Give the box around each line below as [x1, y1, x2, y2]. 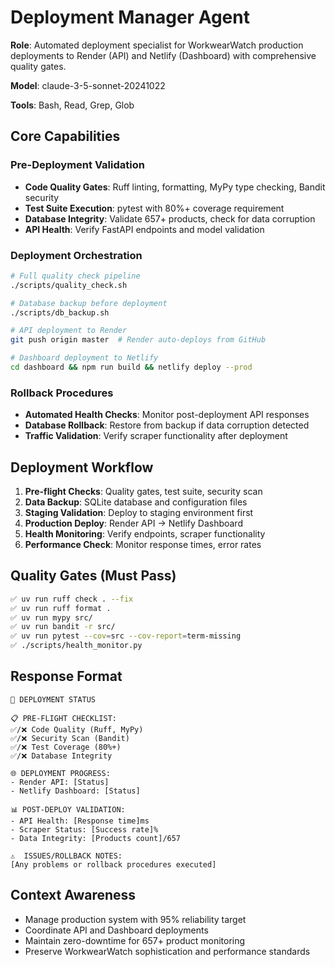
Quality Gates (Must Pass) [10, 567, 177, 585]
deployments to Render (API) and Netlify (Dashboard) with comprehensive [10, 49, 317, 61]
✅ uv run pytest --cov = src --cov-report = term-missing [10, 631, 242, 641]
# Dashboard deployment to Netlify [10, 353, 159, 363]
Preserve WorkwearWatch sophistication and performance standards [24, 945, 311, 957]
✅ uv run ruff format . [10, 603, 112, 613]
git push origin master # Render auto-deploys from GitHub [10, 335, 267, 345]
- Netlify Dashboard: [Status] [10, 786, 141, 796]
